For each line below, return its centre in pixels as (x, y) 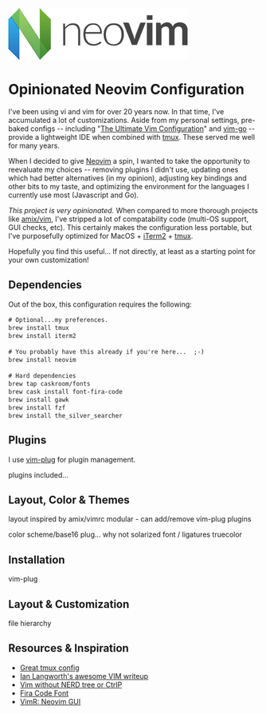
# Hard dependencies (43, 375)
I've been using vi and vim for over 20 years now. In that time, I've (116, 111)
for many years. (34, 145)
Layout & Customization (69, 604)
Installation (37, 559)
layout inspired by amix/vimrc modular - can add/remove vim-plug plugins (130, 519)
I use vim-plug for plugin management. (72, 459)
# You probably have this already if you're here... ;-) (106, 351)
